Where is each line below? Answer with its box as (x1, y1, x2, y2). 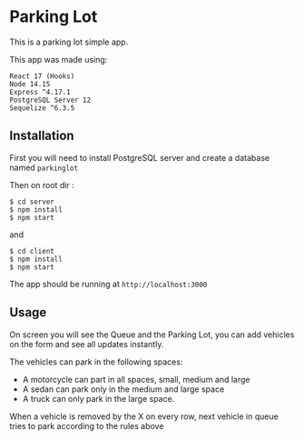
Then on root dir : (9, 179, 74, 190)
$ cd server (9, 197, 54, 206)
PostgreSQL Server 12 (9, 95, 92, 105)
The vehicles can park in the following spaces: (9, 356, 183, 367)
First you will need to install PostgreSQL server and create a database (9, 152, 270, 163)
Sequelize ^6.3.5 (9, 103, 75, 113)
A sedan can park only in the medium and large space (22, 384, 225, 395)
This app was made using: (9, 54, 108, 65)
